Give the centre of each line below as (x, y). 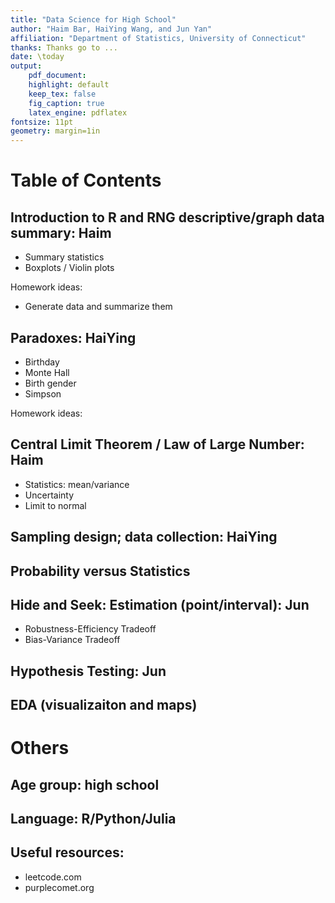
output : (26, 66)
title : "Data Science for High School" (93, 19)
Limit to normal (55, 505)
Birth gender (50, 383)
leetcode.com (53, 877)
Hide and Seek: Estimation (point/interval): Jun (160, 604)
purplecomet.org (59, 887)
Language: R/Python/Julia (93, 819)
